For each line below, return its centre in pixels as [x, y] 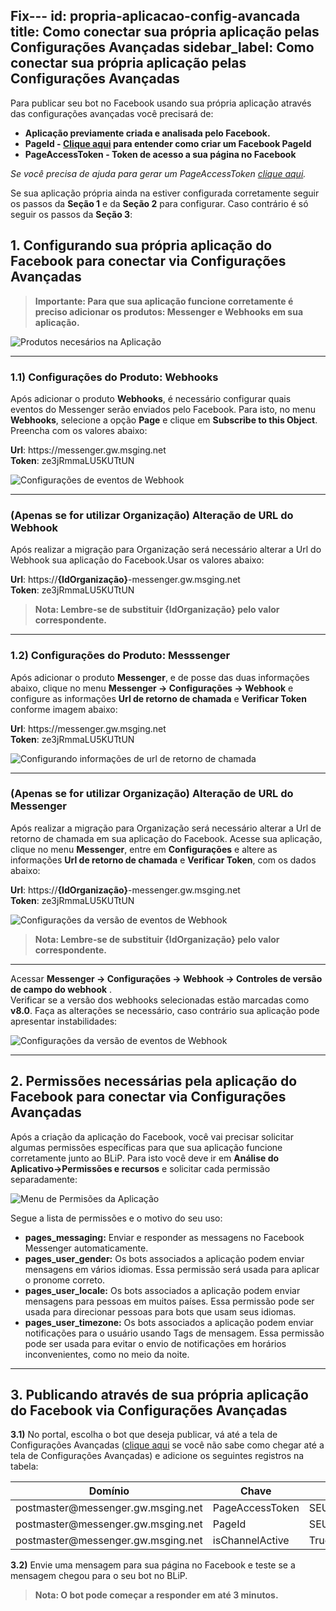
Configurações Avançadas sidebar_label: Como [162, 47]
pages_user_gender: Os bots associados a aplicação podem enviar [164, 1258]
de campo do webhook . [61, 989]
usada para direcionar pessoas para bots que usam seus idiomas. [160, 1311]
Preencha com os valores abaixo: [79, 430]
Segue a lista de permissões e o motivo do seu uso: [116, 1218]
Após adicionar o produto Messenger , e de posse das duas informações [160, 677]
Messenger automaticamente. [86, 1248]
